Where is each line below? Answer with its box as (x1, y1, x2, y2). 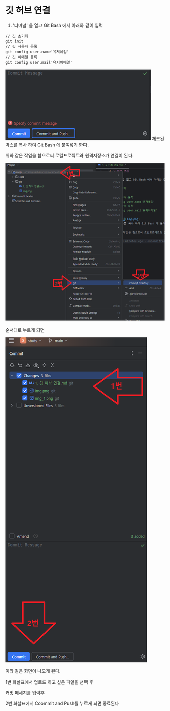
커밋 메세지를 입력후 (5, 689, 45, 696)
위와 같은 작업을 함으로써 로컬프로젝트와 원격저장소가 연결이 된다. (5, 152, 134, 158)
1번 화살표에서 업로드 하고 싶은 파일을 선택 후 (5, 678, 94, 685)
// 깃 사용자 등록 (5, 44, 38, 49)
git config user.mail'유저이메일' (5, 60, 73, 65)
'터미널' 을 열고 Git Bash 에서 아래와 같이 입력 (12, 22, 103, 28)
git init (5, 39, 24, 44)
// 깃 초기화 (5, 34, 29, 39)
